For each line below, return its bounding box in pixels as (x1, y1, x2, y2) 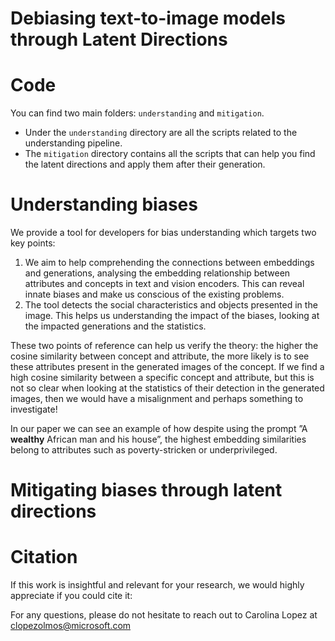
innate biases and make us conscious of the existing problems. (24, 288, 285, 301)
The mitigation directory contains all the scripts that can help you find (24, 148, 316, 160)
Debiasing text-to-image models (10, 7, 287, 30)
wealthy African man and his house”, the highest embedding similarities (10, 433, 307, 446)
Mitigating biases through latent (10, 479, 283, 502)
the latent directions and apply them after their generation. (24, 158, 266, 171)
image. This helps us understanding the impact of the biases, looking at (24, 310, 320, 322)
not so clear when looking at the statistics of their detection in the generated (10, 382, 325, 394)
